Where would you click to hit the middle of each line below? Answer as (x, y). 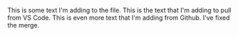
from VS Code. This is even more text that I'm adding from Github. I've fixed (119, 18)
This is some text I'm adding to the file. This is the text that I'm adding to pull (119, 10)
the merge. (24, 25)
